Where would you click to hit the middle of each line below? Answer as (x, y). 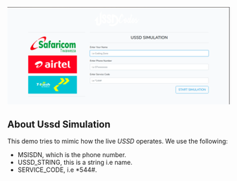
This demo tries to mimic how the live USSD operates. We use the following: (117, 142)
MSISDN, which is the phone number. (72, 155)
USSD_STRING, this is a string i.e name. (75, 163)
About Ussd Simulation (59, 124)
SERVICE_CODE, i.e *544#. (57, 170)
